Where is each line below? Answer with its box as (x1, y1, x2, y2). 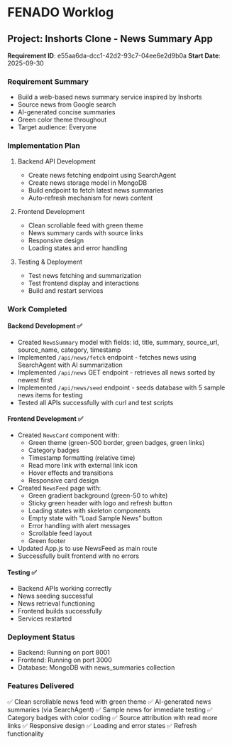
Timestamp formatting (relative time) (28, 453, 136, 462)
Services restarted (17, 614, 72, 623)
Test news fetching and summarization (28, 271, 142, 279)
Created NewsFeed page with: (17, 483, 101, 492)
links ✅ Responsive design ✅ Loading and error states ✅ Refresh (7, 721, 197, 729)
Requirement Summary (7, 76, 89, 86)
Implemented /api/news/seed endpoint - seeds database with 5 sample (17, 383, 226, 392)
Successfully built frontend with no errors (17, 552, 140, 560)
